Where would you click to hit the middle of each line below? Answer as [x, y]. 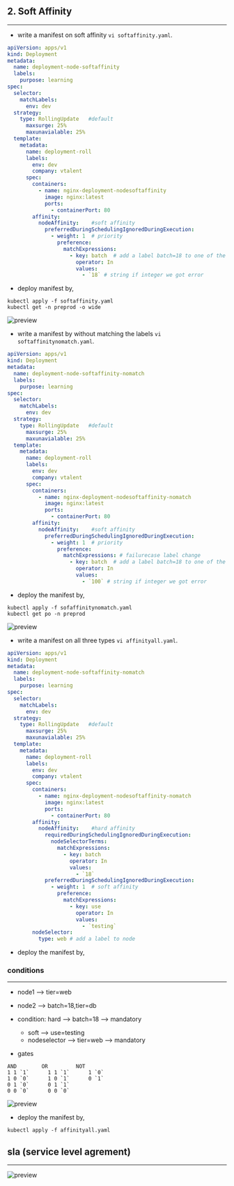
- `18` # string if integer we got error [143, 275]
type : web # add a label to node [87, 939]
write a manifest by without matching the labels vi [89, 334]
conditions [26, 971]
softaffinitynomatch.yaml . [56, 341]
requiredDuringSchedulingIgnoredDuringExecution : [118, 835]
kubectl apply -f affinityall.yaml [59, 1130]
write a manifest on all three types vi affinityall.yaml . [97, 640]
